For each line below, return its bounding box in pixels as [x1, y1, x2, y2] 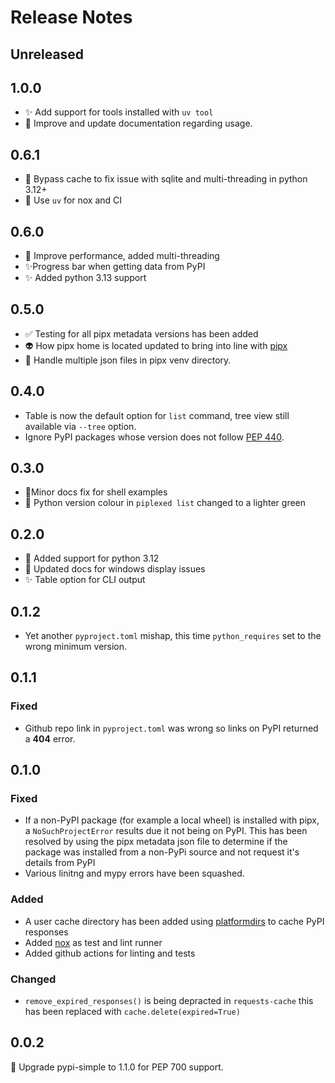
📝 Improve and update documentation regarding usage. [24, 117, 253, 130]
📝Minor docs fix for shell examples [24, 486, 168, 498]
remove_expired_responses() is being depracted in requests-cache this [24, 995, 314, 1007]
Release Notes [10, 6, 133, 29]
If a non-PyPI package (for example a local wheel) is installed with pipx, [24, 814, 320, 826]
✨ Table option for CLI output [24, 574, 146, 586]
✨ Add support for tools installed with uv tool [24, 106, 214, 118]
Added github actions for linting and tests [24, 947, 196, 959]
